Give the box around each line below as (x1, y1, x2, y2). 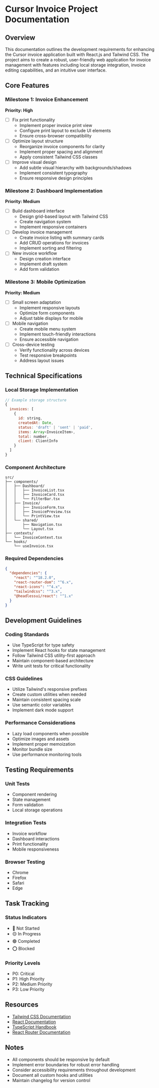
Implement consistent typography (19, 170, 88, 176)
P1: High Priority (12, 976, 45, 982)
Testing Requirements (5, 766, 74, 774)
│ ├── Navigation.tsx (5, 522, 63, 527)
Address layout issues (19, 357, 65, 363)
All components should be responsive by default (12, 1056, 110, 1062)
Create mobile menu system (19, 326, 77, 332)
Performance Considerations (5, 720, 76, 726)
